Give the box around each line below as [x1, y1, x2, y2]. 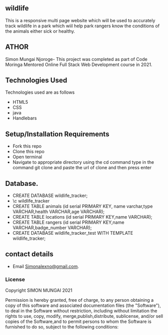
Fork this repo [12, 143, 42, 149]
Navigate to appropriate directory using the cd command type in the [12, 159, 154, 165]
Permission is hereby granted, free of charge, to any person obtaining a [5, 297, 154, 303]
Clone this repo [12, 149, 44, 155]
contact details [5, 250, 54, 258]
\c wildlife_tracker [12, 198, 50, 204]
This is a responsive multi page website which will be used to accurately [5, 17, 155, 23]
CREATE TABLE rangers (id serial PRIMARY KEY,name [12, 219, 125, 226]
